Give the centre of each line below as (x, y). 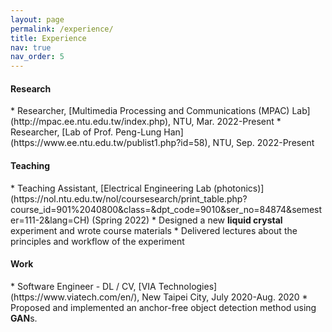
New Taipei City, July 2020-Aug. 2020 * (224, 297)
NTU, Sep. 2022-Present (263, 143)
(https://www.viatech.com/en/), (75, 297)
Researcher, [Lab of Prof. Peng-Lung (86, 132)
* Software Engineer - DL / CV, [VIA (83, 286)
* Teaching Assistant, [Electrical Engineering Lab (111, 188)
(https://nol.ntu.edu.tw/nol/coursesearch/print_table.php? (129, 198)
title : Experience (48, 38)
